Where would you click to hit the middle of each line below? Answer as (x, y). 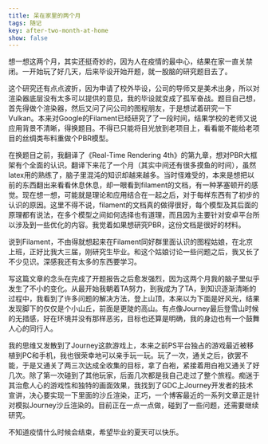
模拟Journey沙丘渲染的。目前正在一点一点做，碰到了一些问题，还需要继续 (137, 405)
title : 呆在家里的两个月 (45, 16)
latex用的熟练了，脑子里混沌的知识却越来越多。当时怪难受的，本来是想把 (128, 175)
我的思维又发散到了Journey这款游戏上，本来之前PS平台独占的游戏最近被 (128, 346)
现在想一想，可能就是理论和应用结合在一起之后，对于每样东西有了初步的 (141, 195)
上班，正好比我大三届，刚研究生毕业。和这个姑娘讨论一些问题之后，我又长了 (134, 252)
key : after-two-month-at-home (59, 30)
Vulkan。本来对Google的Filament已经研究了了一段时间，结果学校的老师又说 (133, 118)
